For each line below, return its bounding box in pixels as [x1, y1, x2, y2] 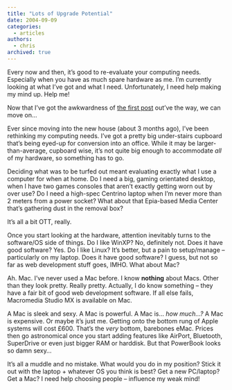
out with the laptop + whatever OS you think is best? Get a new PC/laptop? [7, 367, 220, 375]
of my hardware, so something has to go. [7, 153, 125, 162]
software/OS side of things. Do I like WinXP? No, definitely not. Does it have [7, 238, 223, 246]
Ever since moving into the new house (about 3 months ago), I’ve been [7, 124, 209, 133]
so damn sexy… [7, 346, 52, 355]
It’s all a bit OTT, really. [7, 217, 72, 226]
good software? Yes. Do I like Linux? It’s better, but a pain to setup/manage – [7, 246, 225, 254]
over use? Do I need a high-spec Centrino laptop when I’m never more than [7, 189, 222, 198]
